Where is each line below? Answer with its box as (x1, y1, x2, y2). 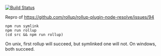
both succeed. (5, 46, 35, 52)
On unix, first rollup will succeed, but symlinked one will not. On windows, (5, 41, 157, 47)
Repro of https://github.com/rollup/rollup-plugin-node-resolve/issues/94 (5, 14, 155, 20)
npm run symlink (5, 24, 39, 28)
